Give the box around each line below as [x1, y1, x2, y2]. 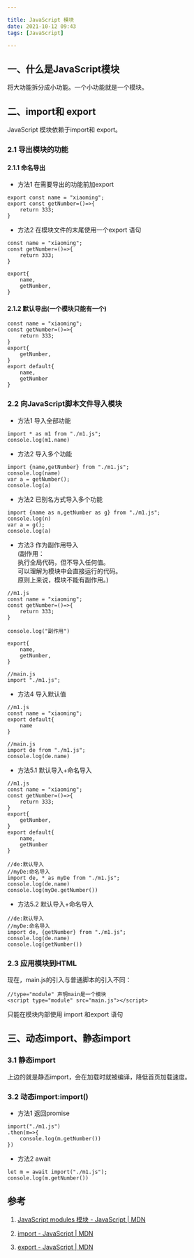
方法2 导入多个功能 [17, 449, 73, 458]
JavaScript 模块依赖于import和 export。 [7, 125, 122, 134]
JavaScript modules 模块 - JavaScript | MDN [17, 1215, 146, 1224]
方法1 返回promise [17, 1109, 70, 1117]
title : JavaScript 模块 [7, 16, 75, 23]
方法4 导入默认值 [17, 690, 66, 698]
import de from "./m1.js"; [7, 746, 86, 753]
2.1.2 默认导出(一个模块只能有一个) [7, 304, 107, 312]
